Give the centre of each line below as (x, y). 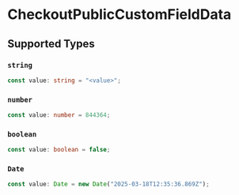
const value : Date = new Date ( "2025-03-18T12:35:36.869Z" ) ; (109, 184)
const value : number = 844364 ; (59, 115)
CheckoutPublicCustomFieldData (119, 15)
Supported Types (51, 44)
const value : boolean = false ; (59, 150)
